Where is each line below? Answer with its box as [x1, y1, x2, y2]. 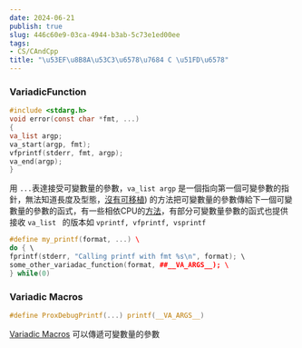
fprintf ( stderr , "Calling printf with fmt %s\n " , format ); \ [9, 252, 246, 262]
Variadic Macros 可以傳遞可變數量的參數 [9, 328, 161, 339]
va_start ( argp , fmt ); [9, 140, 92, 149]
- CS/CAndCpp [9, 47, 59, 56]
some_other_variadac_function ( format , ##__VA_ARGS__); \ [9, 260, 229, 269]
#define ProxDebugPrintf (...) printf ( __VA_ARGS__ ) [9, 311, 205, 320]
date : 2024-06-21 [9, 13, 75, 23]
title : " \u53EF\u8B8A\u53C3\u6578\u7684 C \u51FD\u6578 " [9, 55, 229, 65]
